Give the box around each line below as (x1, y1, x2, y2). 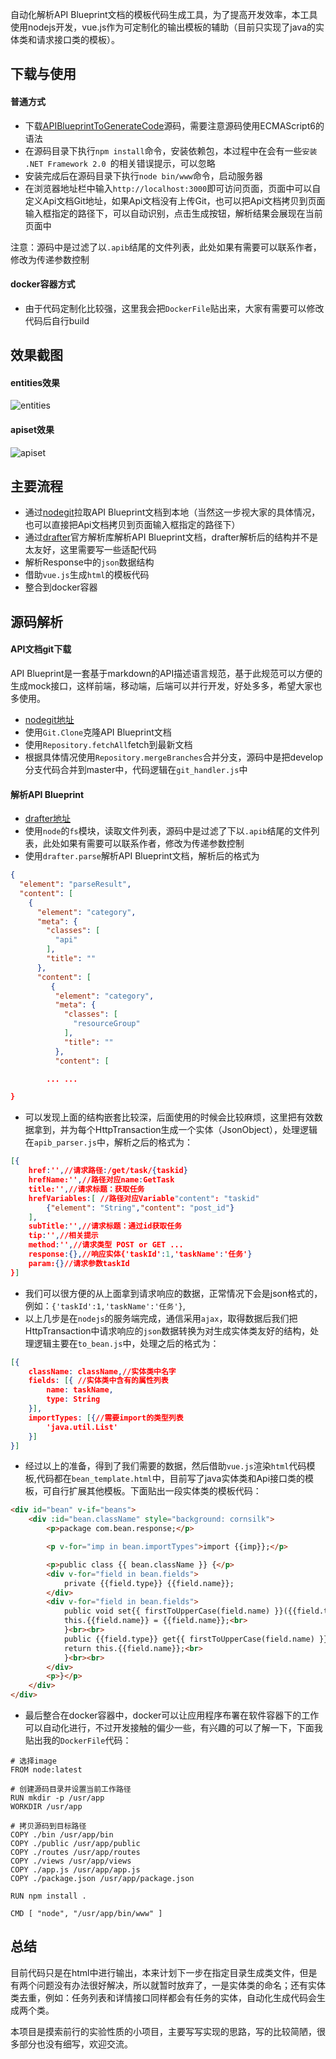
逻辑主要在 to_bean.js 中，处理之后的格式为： (33, 1337, 220, 1349)
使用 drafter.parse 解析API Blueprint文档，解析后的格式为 (24, 850, 260, 862)
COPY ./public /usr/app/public (10, 1839, 141, 1849)
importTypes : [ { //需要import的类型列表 (28, 1413, 184, 1423)
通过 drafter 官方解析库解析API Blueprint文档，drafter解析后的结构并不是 (24, 531, 318, 543)
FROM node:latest (10, 1765, 83, 1775)
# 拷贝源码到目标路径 (10, 1821, 87, 1832)
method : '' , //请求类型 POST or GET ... (28, 1240, 184, 1250)
